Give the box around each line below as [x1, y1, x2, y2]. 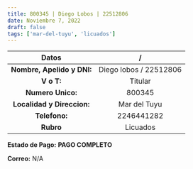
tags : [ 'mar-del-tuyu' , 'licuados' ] [7, 30, 116, 38]
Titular [129, 76, 151, 86]
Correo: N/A [7, 154, 44, 163]
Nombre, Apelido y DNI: [11, 65, 92, 75]
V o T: [41, 76, 62, 86]
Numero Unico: [25, 88, 77, 98]
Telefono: [35, 111, 68, 121]
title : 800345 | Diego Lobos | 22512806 [7, 10, 129, 18]
